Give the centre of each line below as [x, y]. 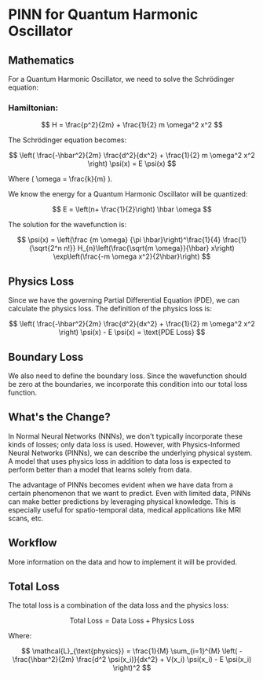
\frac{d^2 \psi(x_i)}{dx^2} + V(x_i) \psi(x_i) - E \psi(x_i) [164, 660]
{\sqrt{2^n [46, 248]
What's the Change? [60, 417]
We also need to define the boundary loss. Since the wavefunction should [128, 376]
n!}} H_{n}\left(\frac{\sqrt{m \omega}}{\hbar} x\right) [150, 248]
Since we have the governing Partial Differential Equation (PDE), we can [124, 300]
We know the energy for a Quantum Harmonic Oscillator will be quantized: [128, 194]
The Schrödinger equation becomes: [68, 140]
